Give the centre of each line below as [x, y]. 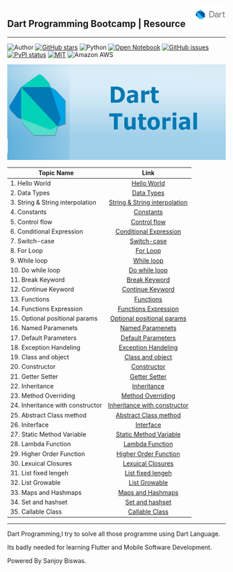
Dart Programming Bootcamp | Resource [96, 24]
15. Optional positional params [54, 318]
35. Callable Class [36, 512]
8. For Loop [27, 251]
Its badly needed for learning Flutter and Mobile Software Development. [110, 547]
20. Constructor [33, 367]
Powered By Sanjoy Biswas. [47, 560]
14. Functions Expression [46, 309]
